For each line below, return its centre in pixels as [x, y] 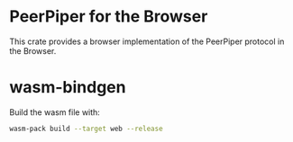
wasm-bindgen [68, 88]
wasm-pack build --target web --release [87, 129]
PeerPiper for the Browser [109, 17]
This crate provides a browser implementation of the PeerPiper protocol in [147, 41]
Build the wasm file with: [55, 112]
